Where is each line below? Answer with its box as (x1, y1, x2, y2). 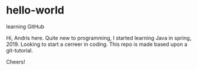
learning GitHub (6, 23, 45, 30)
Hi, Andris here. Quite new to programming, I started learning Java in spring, (6, 34, 192, 41)
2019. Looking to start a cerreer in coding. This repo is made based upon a (6, 41, 188, 48)
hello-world (6, 4, 65, 17)
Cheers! (6, 58, 25, 65)
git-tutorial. (6, 46, 34, 54)
